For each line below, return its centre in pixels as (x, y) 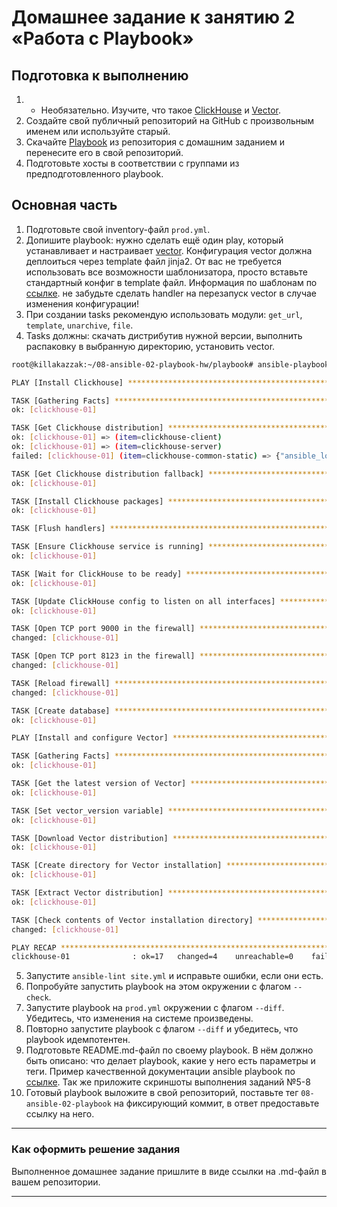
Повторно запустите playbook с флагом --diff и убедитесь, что (162, 1029)
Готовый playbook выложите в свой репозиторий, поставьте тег (162, 1093)
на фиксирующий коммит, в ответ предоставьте (216, 1103)
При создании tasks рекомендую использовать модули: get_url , (164, 314)
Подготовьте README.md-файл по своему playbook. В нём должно (169, 1050)
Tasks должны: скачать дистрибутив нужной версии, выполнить (164, 335)
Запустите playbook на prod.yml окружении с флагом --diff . (155, 1008)
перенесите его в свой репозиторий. (104, 152)
